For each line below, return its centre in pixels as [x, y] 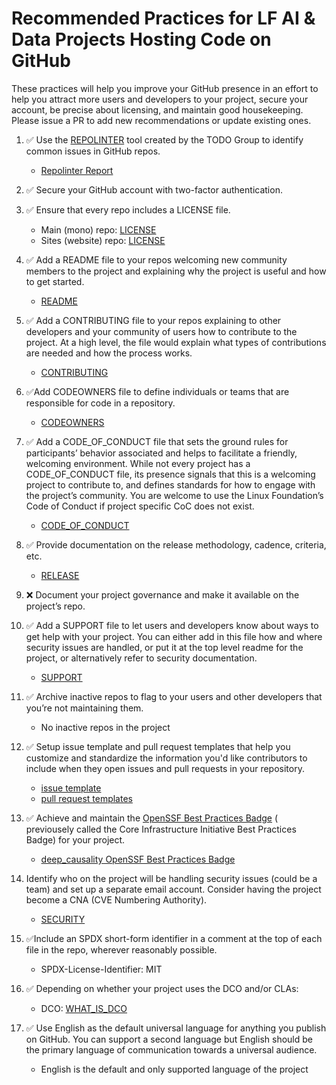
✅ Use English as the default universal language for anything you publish [176, 1028]
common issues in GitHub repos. [93, 151]
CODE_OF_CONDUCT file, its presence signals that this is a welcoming [170, 474]
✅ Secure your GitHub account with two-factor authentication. [154, 189]
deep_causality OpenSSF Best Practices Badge [138, 859]
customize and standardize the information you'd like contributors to [166, 758]
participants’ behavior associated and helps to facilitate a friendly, [161, 453]
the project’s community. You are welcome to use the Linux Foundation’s [174, 495]
